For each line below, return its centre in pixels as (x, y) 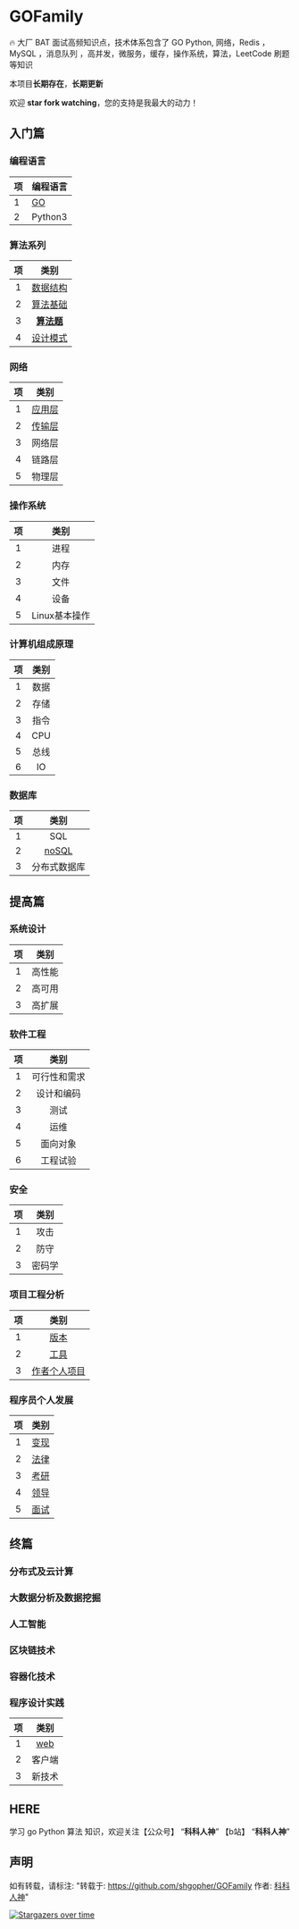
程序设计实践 (37, 1702)
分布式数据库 (59, 867)
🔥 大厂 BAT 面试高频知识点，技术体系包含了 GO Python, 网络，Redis (135, 42)
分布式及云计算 (42, 1572)
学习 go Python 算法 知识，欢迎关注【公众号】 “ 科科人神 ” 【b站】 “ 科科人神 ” (149, 1832)
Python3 (50, 216)
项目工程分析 (37, 1295)
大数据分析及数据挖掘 (55, 1598)
